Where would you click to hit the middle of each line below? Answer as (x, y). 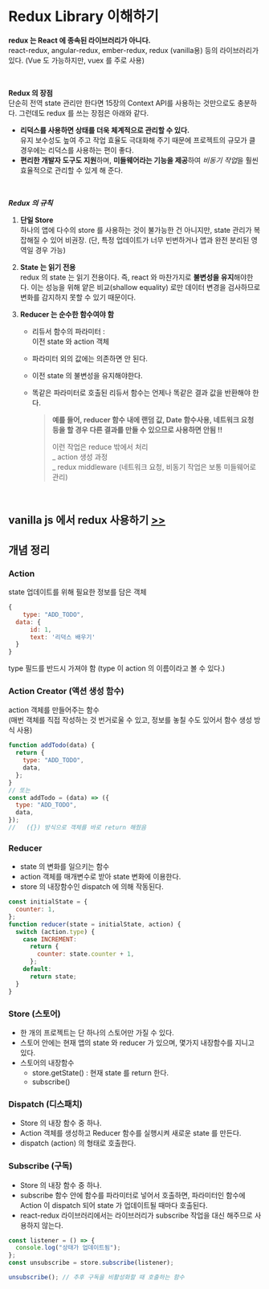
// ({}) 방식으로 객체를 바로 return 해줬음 (77, 828)
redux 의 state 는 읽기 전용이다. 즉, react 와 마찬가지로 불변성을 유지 (127, 277)
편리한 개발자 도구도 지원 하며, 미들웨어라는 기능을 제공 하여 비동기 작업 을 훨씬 (139, 160)
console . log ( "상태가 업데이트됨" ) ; (68, 1248)
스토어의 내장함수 (47, 1063)
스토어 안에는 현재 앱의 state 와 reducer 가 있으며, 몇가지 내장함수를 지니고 (137, 1042)
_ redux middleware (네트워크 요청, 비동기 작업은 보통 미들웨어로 (154, 467)
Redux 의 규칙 (31, 202)
